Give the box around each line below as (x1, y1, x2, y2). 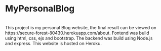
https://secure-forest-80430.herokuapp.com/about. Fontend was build (5, 30, 150, 36)
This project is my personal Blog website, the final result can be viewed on (5, 24, 157, 30)
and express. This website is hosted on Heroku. (5, 40, 102, 46)
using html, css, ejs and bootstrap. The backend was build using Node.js (5, 35, 153, 41)
